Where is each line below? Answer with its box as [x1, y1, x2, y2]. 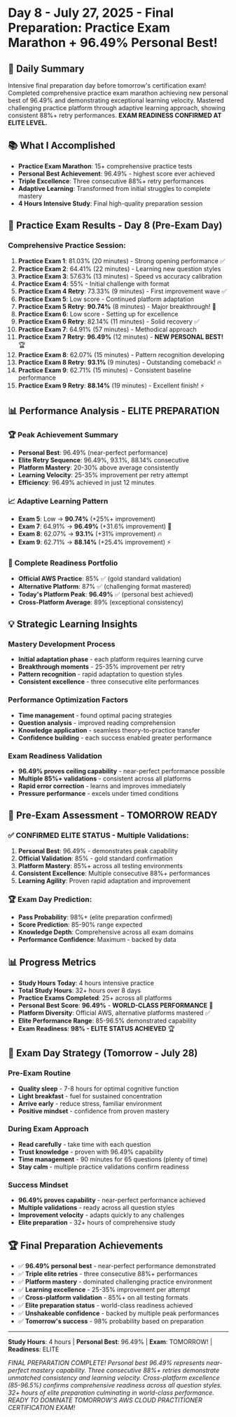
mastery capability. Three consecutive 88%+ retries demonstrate [30, 1366, 220, 1374]
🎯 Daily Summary [8, 62, 85, 74]
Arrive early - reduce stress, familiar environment [18, 1099, 162, 1107]
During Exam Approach [8, 1124, 89, 1134]
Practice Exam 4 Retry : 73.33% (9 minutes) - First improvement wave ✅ [18, 286, 227, 295]
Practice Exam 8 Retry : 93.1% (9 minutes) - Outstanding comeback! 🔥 [18, 358, 223, 366]
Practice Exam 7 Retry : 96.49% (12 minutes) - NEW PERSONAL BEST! [18, 332, 223, 341]
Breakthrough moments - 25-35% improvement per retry [18, 663, 186, 671]
